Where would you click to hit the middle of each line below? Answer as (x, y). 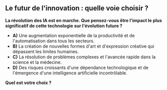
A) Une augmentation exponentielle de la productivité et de (73, 35)
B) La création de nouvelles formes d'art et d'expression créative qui (83, 46)
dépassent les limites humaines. (46, 51)
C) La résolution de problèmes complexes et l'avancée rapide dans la (84, 57)
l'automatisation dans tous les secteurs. (53, 41)
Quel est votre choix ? (28, 82)
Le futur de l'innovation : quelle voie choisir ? (77, 8)
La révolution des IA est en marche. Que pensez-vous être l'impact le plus (83, 20)
